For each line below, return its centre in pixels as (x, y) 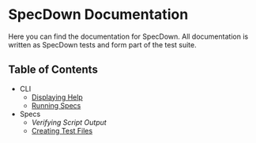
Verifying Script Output (69, 122)
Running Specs (56, 105)
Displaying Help (57, 97)
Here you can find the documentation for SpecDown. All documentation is (128, 36)
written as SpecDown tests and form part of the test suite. (102, 44)
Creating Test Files (62, 130)
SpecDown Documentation (98, 15)
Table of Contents (53, 70)
